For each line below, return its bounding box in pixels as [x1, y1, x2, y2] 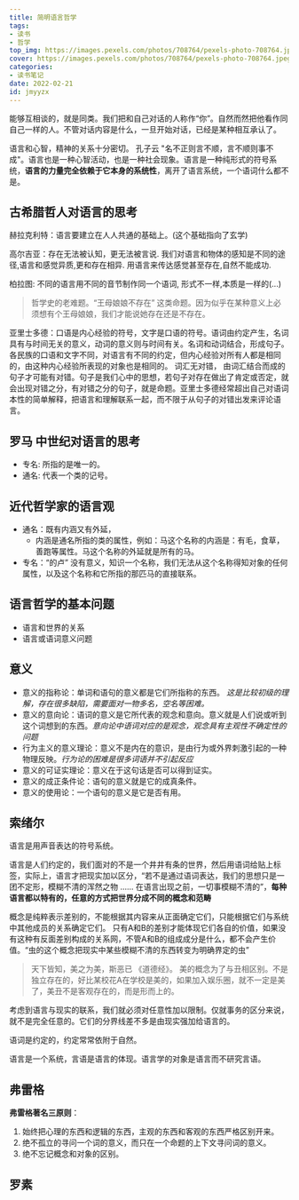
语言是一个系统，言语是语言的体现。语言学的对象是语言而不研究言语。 [9, 1053, 266, 1064]
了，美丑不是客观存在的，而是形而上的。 [30, 986, 179, 997]
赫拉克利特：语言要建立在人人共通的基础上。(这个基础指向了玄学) [9, 230, 248, 241]
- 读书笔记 [9, 71, 44, 80]
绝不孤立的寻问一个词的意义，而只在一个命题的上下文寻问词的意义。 [21, 1138, 271, 1148]
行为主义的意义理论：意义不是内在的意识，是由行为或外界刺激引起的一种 [21, 743, 287, 753]
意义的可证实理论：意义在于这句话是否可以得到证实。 [21, 765, 217, 775]
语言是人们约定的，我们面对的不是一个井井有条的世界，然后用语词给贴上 [9, 859, 273, 870]
